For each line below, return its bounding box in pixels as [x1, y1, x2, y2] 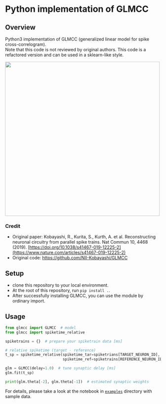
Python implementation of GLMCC [5, 3, 149, 15]
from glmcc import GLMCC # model [5, 325, 77, 330]
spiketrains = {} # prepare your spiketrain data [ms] [5, 339, 123, 344]
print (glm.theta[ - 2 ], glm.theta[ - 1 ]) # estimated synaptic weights [5, 379, 149, 384]
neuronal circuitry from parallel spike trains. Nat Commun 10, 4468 [12, 239, 148, 245]
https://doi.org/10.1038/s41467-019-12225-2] [29, 244, 121, 250]
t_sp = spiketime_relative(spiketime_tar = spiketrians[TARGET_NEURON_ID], [5, 352, 161, 357]
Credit [5, 222, 21, 229]
